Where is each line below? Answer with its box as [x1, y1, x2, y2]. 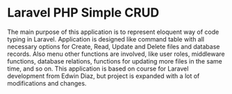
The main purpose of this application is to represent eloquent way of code [7, 28, 219, 36]
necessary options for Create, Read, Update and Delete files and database [7, 42, 220, 50]
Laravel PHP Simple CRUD [7, 5, 160, 21]
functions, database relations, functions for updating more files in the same [7, 57, 222, 65]
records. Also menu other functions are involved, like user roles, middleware [7, 50, 226, 58]
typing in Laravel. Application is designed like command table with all [7, 35, 205, 43]
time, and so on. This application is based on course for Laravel [7, 64, 189, 73]
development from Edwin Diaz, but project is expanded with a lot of [7, 71, 200, 80]
